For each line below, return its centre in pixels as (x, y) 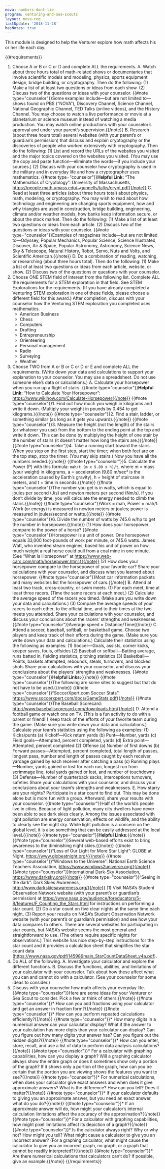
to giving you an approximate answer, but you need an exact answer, (82, 1098)
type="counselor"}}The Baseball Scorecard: (57, 703)
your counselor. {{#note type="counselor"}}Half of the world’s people (83, 803)
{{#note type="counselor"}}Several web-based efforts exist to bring (81, 841)
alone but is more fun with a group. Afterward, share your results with (83, 798)
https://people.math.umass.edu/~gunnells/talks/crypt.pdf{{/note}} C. (82, 188)
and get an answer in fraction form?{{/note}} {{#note (66, 1009)
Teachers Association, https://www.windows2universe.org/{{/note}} (81, 867)
